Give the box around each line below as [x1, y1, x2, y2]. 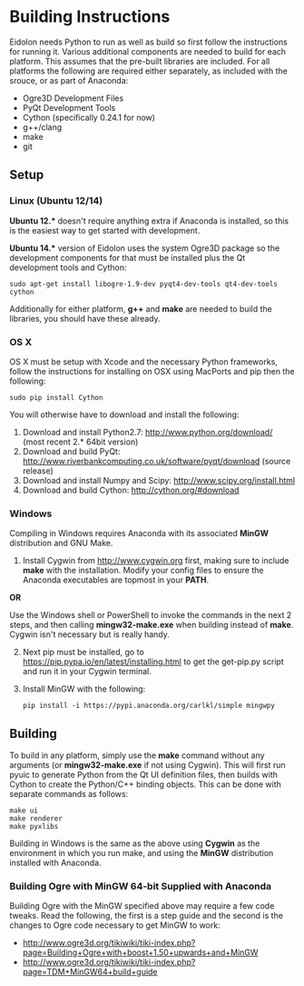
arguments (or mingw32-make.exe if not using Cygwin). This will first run [9, 760, 286, 771]
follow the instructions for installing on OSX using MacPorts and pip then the [9, 365, 295, 376]
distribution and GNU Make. [9, 538, 113, 549]
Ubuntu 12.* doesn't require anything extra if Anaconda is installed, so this [9, 215, 289, 226]
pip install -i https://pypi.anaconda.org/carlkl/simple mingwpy [22, 702, 275, 711]
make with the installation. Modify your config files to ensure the [22, 565, 264, 576]
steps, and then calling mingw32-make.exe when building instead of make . [9, 620, 294, 631]
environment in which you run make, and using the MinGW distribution [9, 848, 274, 859]
